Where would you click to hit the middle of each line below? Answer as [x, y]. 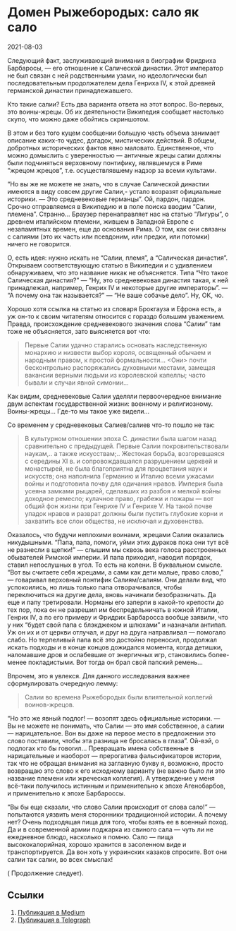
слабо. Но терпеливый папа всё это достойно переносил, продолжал [112, 639]
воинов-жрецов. [49, 704]
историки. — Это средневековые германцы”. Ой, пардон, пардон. [106, 199]
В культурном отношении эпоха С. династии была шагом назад [120, 438]
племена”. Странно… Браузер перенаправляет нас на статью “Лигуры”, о [118, 214]
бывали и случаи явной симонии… [76, 383]
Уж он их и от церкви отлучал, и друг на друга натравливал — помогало [117, 632]
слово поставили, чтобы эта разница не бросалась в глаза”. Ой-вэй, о [113, 740]
